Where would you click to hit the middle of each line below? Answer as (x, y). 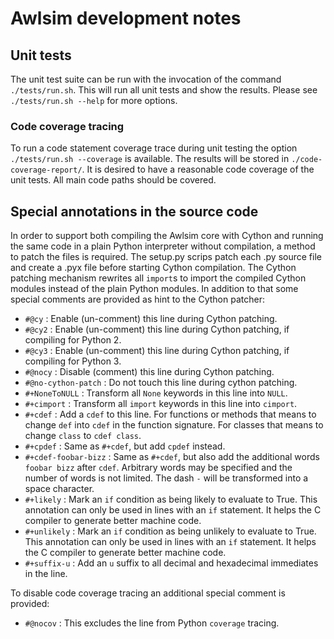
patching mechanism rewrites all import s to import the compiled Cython (158, 278)
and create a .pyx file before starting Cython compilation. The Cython (153, 268)
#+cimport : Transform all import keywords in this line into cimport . (161, 404)
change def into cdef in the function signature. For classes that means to (174, 425)
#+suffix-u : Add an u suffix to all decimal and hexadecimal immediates (171, 563)
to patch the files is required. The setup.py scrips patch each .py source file (166, 257)
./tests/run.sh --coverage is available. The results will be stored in (150, 159)
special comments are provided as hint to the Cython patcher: (137, 299)
